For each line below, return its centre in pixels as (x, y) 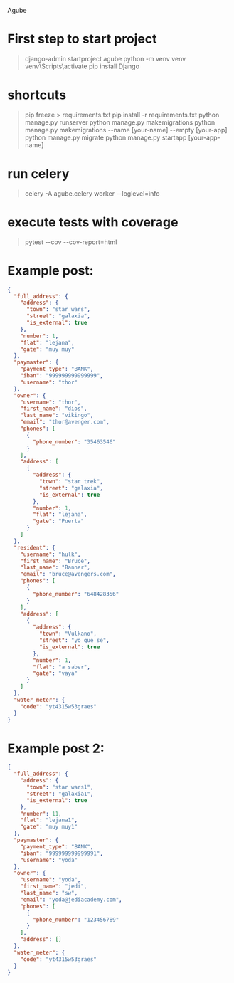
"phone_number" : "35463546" (74, 442)
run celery (38, 174)
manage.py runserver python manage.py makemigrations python (120, 122)
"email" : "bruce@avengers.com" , (68, 574)
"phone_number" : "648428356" (76, 594)
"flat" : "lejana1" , (49, 820)
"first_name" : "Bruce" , (55, 561)
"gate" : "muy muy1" (49, 827)
